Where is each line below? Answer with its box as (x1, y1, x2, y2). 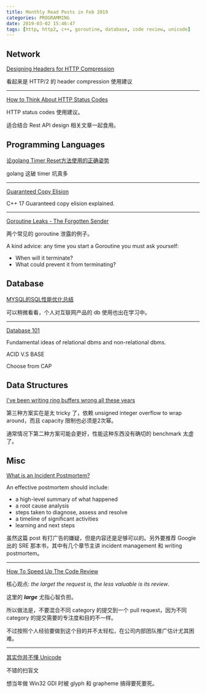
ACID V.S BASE (6, 350, 45, 358)
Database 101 (6, 327, 40, 334)
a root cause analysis (15, 502, 69, 509)
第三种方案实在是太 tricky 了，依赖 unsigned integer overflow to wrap (6, 409, 182, 416)
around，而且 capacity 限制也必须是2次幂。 (6, 417, 117, 424)
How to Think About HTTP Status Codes (6, 96, 109, 103)
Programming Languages (6, 139, 105, 150)
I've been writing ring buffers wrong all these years (6, 397, 135, 404)
